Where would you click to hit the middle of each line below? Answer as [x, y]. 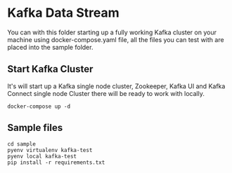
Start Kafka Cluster [50, 69]
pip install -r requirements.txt [56, 162]
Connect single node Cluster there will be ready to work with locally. [106, 93]
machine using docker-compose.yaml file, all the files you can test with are [116, 39]
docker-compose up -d [39, 106]
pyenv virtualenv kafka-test [50, 150]
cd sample [22, 144]
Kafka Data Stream [63, 13]
